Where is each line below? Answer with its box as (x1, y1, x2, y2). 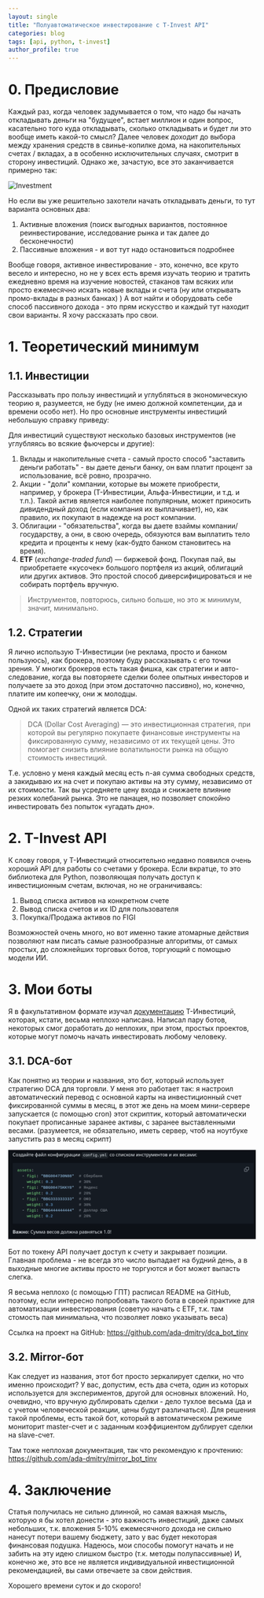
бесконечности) (19, 236, 75, 246)
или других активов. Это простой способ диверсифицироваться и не (19, 571, 253, 581)
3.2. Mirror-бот (8, 1351, 84, 1364)
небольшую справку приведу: (8, 415, 110, 425)
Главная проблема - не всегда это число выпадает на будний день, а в (8, 1255, 248, 1265)
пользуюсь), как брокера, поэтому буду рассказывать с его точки (8, 655, 232, 665)
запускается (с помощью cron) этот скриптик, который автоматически (8, 1109, 247, 1118)
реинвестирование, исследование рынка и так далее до (19, 229, 210, 238)
